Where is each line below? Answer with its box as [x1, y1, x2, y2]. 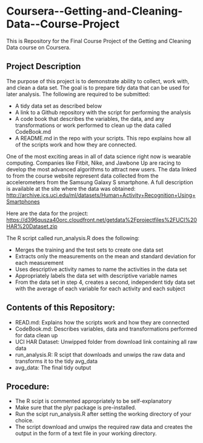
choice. [15, 417, 35, 424]
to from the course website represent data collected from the [6, 172, 159, 179]
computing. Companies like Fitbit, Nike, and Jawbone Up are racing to [6, 159, 181, 167]
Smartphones [6, 197, 41, 205]
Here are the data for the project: [6, 210, 89, 217]
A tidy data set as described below [15, 102, 102, 109]
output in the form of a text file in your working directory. [15, 430, 157, 437]
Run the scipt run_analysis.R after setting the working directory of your [15, 410, 192, 417]
